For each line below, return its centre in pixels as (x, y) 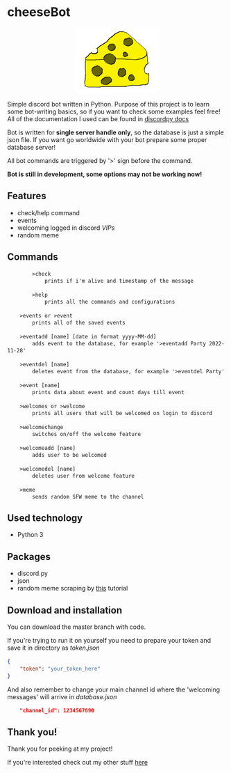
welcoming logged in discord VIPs (66, 228)
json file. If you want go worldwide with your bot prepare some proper (107, 139)
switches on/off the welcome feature (86, 434)
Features (27, 196)
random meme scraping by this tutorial (72, 588)
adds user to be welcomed (70, 455)
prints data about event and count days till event (109, 392)
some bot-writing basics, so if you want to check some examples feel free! (114, 111)
